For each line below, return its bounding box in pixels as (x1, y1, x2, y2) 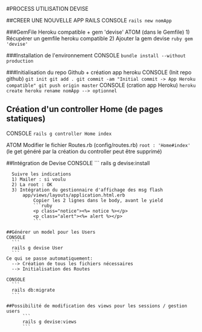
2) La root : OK (11, 181, 52, 187)
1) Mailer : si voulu (11, 176, 66, 183)
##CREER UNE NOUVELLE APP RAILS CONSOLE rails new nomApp (6, 17, 172, 23)
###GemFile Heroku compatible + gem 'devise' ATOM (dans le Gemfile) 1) (6, 28, 190, 36)
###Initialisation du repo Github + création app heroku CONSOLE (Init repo (6, 69, 192, 76)
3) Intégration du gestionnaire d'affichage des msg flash (11, 187, 163, 193)
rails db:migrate (11, 287, 55, 293)
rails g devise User (11, 245, 63, 251)
